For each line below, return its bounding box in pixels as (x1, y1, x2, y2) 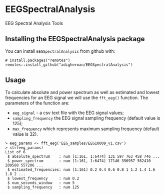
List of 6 (5, 149, 26, 154)
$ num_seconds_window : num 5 (7, 180, 75, 185)
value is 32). (12, 131, 38, 137)
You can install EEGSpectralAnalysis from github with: (5, 48, 115, 54)
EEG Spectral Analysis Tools (5, 20, 63, 26)
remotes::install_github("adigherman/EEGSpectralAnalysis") (5, 62, 133, 67)
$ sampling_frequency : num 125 (7, 184, 79, 189)
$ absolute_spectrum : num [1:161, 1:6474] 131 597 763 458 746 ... (7, 154, 160, 159)
